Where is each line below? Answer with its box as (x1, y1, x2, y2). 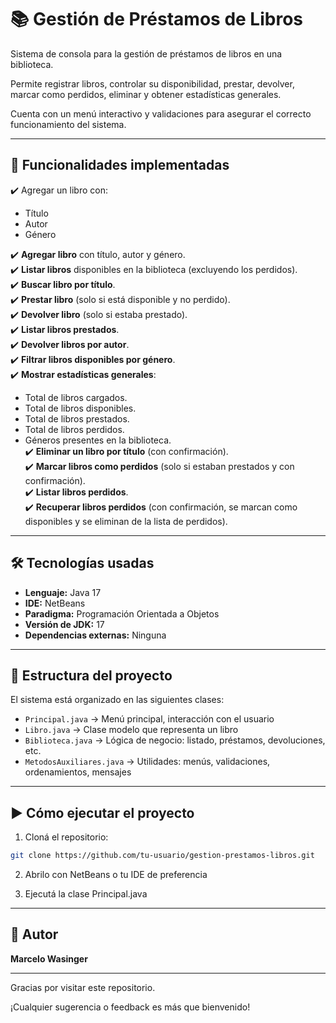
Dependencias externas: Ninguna (24, 629, 167, 641)
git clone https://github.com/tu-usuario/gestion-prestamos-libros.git (10, 851, 315, 861)
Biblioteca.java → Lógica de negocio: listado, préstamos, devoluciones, (24, 734, 326, 746)
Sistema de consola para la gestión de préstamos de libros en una (10, 47, 283, 60)
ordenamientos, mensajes (24, 766, 132, 778)
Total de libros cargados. (24, 391, 128, 403)
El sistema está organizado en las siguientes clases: (10, 694, 225, 706)
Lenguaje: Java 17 (24, 586, 102, 598)
